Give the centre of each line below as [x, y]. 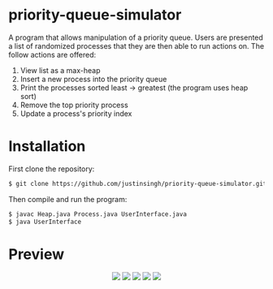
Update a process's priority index [76, 113]
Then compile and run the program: [68, 199]
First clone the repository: [52, 169]
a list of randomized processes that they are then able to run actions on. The [136, 45]
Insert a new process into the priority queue [93, 79]
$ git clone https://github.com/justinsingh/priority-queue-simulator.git [138, 183]
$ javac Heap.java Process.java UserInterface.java [97, 214]
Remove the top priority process [74, 105]
